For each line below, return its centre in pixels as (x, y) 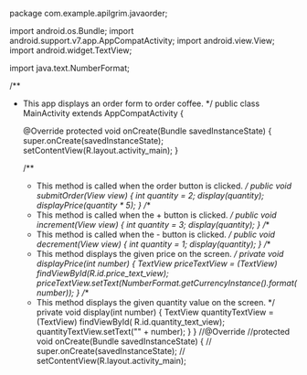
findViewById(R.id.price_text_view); (102, 273)
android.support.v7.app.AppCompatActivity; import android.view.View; (143, 41)
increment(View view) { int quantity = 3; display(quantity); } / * (153, 225)
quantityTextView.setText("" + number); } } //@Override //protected (163, 332)
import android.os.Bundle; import (72, 31)
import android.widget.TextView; (71, 50)
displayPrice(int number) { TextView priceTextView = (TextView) (157, 263)
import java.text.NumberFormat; (70, 68)
